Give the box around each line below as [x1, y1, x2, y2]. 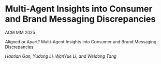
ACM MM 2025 [5, 29, 35, 35]
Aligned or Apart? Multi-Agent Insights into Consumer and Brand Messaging [5, 38, 157, 44]
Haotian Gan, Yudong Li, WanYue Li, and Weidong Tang [5, 53, 117, 59]
